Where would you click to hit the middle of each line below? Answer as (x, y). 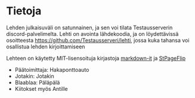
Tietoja (24, 11)
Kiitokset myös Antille (41, 88)
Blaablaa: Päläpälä (37, 82)
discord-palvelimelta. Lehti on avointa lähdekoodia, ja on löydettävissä (92, 33)
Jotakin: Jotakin (35, 76)
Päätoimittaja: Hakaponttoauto (52, 69)
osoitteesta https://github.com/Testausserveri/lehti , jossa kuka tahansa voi (98, 40)
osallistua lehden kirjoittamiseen (46, 47)
